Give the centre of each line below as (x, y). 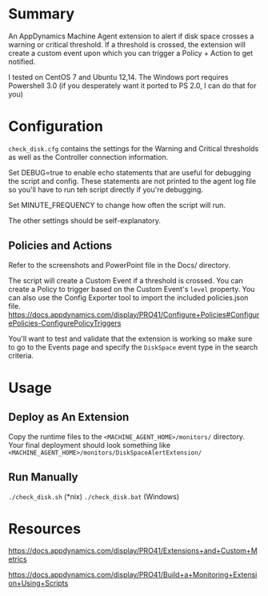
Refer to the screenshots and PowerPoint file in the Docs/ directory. (119, 265)
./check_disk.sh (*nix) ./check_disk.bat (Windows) (94, 496)
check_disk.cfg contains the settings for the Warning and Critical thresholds (134, 148)
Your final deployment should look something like (89, 445)
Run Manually (43, 477)
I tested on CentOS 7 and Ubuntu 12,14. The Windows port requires (118, 77)
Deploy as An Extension (69, 417)
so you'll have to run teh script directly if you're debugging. (106, 190)
